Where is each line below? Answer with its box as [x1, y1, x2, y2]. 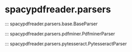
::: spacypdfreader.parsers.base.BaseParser [5, 21, 98, 27]
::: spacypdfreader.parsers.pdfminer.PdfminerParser [5, 30, 116, 37]
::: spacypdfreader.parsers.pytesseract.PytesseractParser [5, 40, 127, 47]
